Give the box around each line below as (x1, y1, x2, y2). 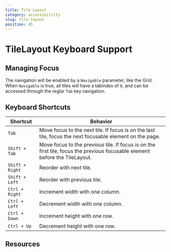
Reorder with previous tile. (39, 176, 102, 183)
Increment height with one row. (39, 212, 113, 219)
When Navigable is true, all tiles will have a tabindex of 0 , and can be (5, 82, 149, 89)
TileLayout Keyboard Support (5, 44, 132, 55)
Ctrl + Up (8, 223, 32, 229)
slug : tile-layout (5, 17, 44, 22)
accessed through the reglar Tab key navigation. (5, 88, 106, 94)
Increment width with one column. (39, 188, 121, 195)
